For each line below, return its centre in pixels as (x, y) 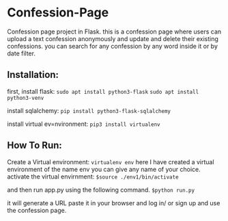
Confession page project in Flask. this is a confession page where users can (114, 31)
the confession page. (37, 210)
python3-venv (26, 98)
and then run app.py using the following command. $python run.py (101, 190)
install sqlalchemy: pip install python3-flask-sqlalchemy (89, 110)
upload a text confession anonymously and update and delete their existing (113, 38)
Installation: (33, 75)
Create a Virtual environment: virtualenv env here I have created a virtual (111, 161)
